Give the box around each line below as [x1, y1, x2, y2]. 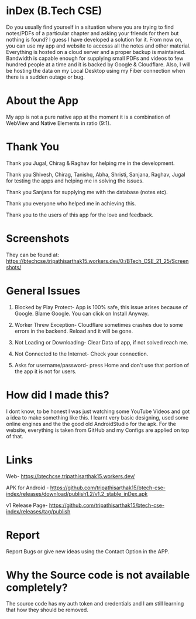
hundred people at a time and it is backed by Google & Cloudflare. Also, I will [6, 60, 191, 68]
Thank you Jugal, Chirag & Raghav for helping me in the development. [6, 160, 175, 167]
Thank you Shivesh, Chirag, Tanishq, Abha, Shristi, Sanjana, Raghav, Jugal [6, 171, 185, 178]
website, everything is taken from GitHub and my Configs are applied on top [6, 427, 190, 434]
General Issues [6, 284, 81, 297]
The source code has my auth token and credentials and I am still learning [6, 600, 184, 607]
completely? [6, 581, 68, 594]
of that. [6, 432, 23, 439]
